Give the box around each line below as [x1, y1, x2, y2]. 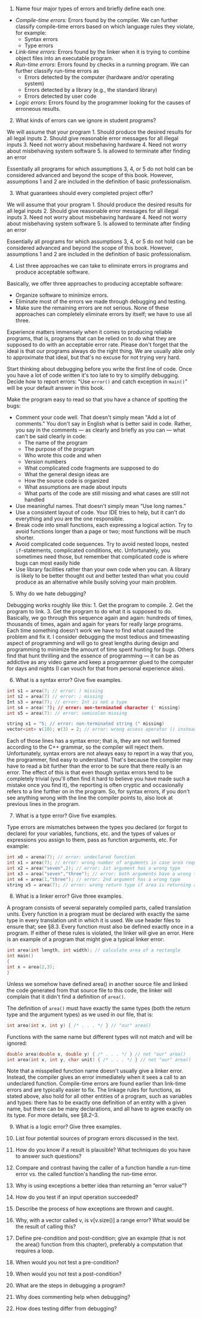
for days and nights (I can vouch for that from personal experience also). [7, 665, 185, 672]
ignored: [7, 1040, 27, 1047]
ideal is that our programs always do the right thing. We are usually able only [7, 348, 195, 354]
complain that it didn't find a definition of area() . [7, 993, 126, 1000]
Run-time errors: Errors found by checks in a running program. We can [15, 61, 190, 68]
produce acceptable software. [15, 268, 90, 275]
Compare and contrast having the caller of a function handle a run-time [15, 1164, 191, 1171]
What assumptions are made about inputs [24, 483, 127, 491]
